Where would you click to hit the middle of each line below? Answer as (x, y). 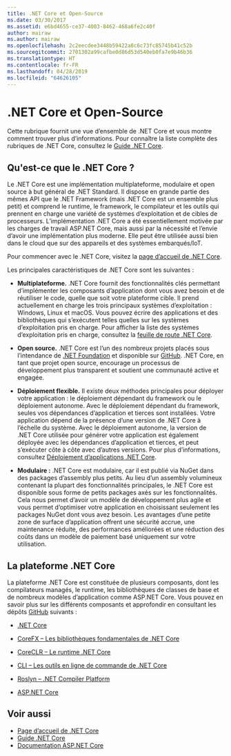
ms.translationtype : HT (41, 59)
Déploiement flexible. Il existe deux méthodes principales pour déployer (120, 391)
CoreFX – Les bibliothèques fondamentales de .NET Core (98, 638)
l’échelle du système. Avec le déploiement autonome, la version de (112, 428)
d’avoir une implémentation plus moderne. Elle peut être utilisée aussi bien (113, 236)
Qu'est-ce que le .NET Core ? (71, 168)
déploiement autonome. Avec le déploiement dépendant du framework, (118, 406)
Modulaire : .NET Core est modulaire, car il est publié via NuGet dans (115, 470)
